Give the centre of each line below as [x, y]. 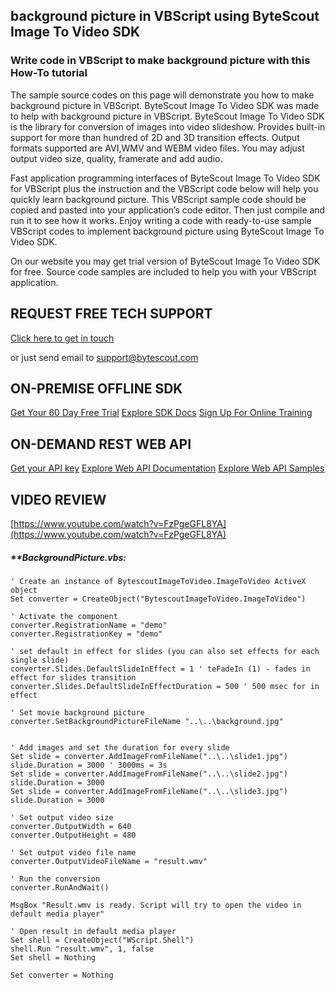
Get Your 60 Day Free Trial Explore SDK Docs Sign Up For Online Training [161, 413]
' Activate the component [64, 616]
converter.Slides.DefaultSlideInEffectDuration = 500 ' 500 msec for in [165, 686]
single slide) [40, 660]
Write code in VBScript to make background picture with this [160, 61]
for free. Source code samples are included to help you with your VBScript [163, 271]
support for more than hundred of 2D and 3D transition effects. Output [155, 137]
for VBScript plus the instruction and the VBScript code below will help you [164, 188]
